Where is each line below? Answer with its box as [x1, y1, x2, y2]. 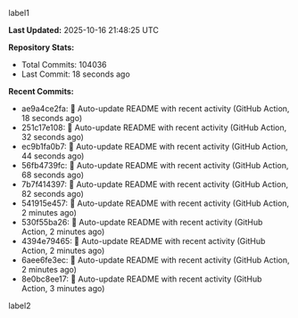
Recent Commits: [8, 86, 74, 96]
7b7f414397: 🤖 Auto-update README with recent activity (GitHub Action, [21, 179, 289, 190]
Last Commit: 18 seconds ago [21, 69, 130, 79]
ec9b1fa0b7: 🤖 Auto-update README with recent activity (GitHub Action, [21, 142, 289, 151]
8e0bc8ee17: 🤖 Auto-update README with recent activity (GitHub [21, 273, 262, 284]
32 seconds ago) [21, 132, 84, 142]
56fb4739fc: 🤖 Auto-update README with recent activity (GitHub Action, [21, 160, 289, 170]
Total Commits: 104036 [21, 60, 108, 69]
